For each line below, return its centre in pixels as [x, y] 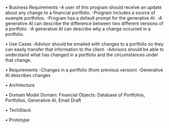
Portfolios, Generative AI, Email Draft [43, 100]
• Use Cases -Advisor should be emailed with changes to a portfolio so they [84, 44]
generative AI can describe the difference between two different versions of [84, 23]
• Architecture [20, 85]
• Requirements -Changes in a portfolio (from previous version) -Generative [84, 70]
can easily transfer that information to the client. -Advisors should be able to [85, 49]
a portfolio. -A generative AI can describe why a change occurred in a [78, 29]
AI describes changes [28, 75]
